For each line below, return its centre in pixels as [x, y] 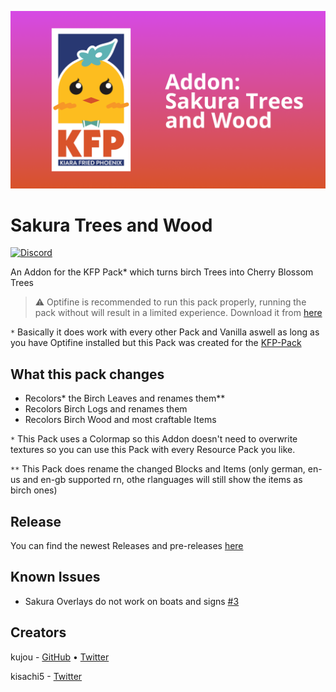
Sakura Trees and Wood [111, 225]
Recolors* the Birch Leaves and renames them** [125, 398]
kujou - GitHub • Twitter [60, 657]
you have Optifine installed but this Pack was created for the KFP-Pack [156, 343]
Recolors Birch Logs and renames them [106, 409]
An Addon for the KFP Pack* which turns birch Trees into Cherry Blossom [162, 272]
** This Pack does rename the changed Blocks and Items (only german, [158, 469]
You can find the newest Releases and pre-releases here [127, 546]
